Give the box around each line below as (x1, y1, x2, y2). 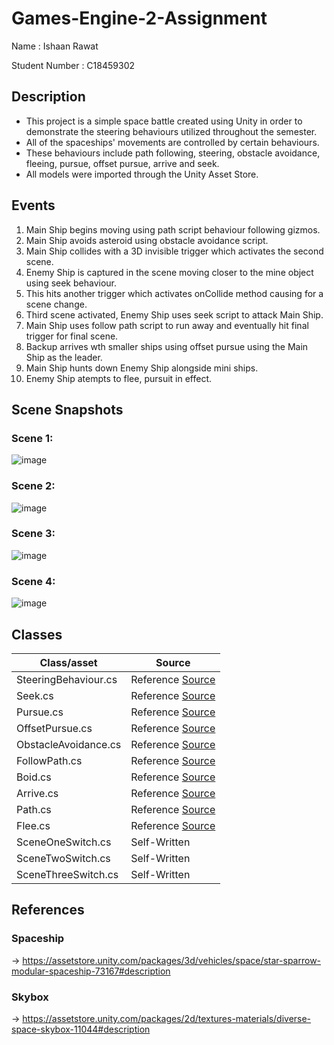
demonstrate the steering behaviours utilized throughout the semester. (25, 125, 318, 137)
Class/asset (39, 655, 98, 669)
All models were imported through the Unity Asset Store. (25, 168, 259, 180)
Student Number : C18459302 (11, 59, 135, 71)
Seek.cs (16, 688, 54, 702)
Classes (11, 626, 63, 643)
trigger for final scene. (25, 330, 119, 342)
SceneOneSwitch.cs (16, 835, 112, 849)
